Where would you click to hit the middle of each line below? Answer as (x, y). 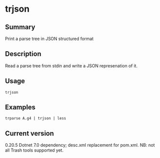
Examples (20, 108)
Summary (20, 27)
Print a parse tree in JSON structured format (49, 39)
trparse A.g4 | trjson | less (36, 118)
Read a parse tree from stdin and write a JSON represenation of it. (71, 66)
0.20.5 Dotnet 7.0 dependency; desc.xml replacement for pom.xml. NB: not (80, 145)
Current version (30, 133)
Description (23, 54)
